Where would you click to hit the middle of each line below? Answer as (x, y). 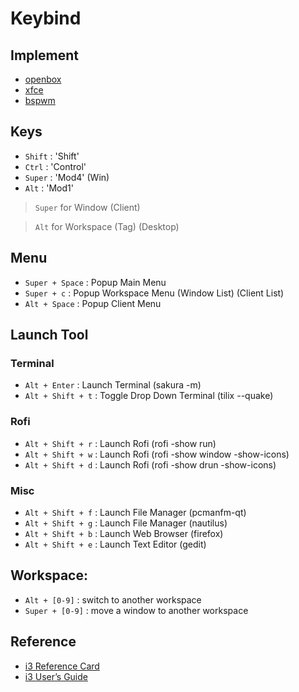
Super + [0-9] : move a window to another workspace (136, 610)
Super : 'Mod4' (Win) (67, 177)
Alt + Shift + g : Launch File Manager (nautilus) (126, 523)
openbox (43, 79)
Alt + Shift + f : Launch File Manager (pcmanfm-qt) (135, 512)
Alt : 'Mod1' (49, 188)
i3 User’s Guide (56, 676)
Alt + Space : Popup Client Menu (93, 303)
